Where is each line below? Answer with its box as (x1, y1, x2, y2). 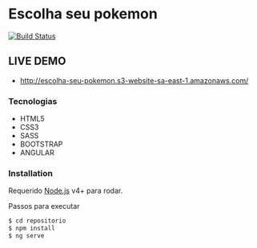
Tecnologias (8, 95, 58, 106)
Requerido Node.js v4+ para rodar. (8, 186, 123, 196)
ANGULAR (19, 148, 54, 158)
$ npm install (8, 225, 56, 233)
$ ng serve (8, 232, 45, 240)
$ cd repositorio (8, 217, 66, 225)
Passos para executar (8, 202, 80, 211)
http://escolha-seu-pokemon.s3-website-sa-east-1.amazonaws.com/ (19, 75, 249, 85)
